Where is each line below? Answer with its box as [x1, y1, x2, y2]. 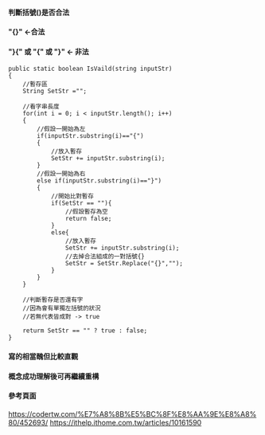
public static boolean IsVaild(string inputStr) [8, 65, 173, 73]
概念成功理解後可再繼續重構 [8, 371, 99, 381]
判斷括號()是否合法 [8, 7, 70, 17]
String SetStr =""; [22, 88, 88, 96]
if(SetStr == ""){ [50, 199, 112, 207]
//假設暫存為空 [64, 208, 109, 216]
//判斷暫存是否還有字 [22, 296, 84, 304]
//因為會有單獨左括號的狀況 [22, 304, 101, 312]
